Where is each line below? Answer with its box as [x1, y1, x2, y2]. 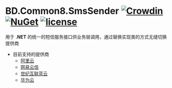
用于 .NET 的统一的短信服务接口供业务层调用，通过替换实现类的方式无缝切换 [5, 33, 167, 40]
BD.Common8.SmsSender [5, 5, 119, 17]
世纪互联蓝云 [20, 70, 48, 77]
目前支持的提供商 [12, 51, 49, 57]
